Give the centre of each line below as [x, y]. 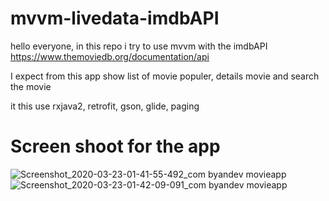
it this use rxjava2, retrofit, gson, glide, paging [105, 106]
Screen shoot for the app [115, 146]
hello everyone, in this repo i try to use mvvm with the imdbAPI [139, 46]
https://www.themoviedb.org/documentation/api [110, 56]
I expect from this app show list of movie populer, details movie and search [165, 76]
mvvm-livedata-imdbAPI [115, 18]
